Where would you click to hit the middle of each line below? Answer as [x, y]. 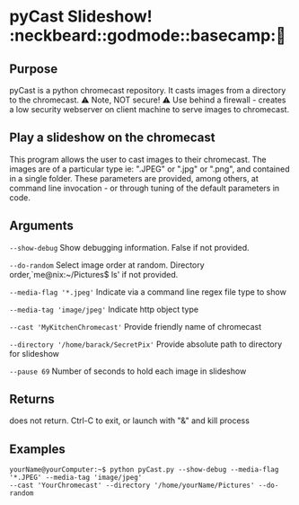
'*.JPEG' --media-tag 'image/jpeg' [76, 478]
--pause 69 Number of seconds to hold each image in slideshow [128, 371]
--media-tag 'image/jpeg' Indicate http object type [104, 309]
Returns [32, 399]
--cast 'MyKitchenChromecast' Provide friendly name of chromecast [136, 326]
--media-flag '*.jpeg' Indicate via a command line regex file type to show [148, 292]
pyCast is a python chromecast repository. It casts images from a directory [148, 90]
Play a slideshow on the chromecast [112, 138]
